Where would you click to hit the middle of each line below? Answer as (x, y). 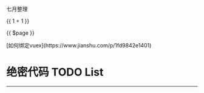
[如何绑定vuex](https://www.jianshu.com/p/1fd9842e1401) (79, 45)
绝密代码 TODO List (55, 72)
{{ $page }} (21, 33)
